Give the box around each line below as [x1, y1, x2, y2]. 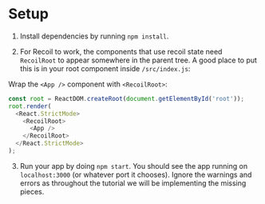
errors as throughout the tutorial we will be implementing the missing [19, 178, 247, 188]
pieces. [19, 186, 45, 196]
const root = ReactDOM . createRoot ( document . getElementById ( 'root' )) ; [8, 94, 245, 102]
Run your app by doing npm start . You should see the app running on [19, 161, 248, 170]
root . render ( [8, 102, 52, 110]
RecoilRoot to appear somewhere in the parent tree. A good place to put [19, 55, 258, 65]
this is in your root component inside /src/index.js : [19, 63, 191, 73]
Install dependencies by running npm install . [19, 31, 169, 41]
